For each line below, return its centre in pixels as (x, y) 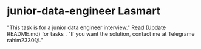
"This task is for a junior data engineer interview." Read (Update (87, 27)
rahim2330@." (25, 40)
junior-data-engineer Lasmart (84, 11)
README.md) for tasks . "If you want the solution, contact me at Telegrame (101, 33)
